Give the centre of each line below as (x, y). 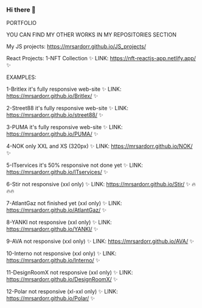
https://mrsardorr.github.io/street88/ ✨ (55, 115)
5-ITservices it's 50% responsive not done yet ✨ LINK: (75, 165)
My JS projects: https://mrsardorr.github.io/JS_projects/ (76, 47)
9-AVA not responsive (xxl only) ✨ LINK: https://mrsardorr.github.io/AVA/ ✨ (100, 241)
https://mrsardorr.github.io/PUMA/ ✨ (52, 134)
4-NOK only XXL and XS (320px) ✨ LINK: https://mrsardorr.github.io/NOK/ (99, 146)
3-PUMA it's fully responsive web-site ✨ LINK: (64, 127)
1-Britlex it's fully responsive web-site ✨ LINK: (64, 89)
